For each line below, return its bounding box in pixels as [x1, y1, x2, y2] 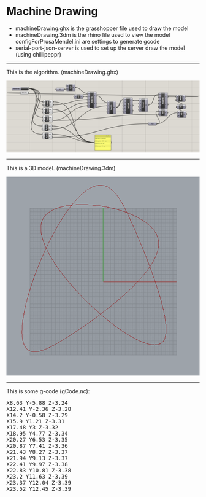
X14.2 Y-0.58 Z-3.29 [6, 412, 69, 418]
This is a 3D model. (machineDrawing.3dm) [6, 164, 116, 171]
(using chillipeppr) [15, 50, 61, 58]
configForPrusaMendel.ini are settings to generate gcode [15, 37, 160, 45]
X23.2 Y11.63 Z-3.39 [6, 473, 69, 480]
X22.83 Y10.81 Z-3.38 [6, 467, 72, 474]
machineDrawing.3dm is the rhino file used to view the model [15, 31, 170, 38]
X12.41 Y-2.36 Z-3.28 [6, 405, 72, 412]
